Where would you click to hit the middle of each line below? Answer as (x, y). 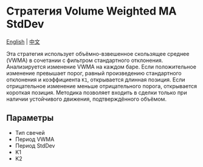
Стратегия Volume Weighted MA (92, 11)
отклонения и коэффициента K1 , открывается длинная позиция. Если (96, 80)
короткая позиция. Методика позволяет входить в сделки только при (97, 92)
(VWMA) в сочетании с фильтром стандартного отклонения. (85, 60)
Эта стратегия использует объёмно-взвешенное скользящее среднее (98, 53)
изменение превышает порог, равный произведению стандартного (94, 73)
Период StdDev (35, 145)
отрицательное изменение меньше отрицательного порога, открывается (102, 86)
